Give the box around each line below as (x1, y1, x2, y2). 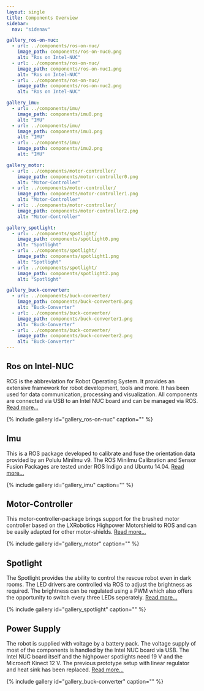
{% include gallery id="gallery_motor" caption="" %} (6, 540, 140, 547)
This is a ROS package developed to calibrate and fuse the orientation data (6, 450, 196, 457)
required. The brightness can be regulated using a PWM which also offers (6, 587, 193, 595)
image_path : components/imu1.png (17, 128, 103, 135)
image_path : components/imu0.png (17, 111, 103, 117)
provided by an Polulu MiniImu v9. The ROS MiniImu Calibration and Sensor (6, 456, 197, 464)
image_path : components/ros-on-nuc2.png (17, 83, 122, 89)
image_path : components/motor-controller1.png (17, 191, 138, 197)
